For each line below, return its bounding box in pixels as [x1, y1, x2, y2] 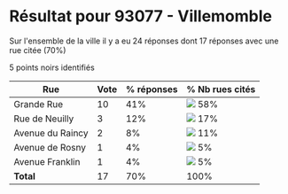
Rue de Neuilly [13, 113, 74, 125]
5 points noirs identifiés [9, 62, 95, 73]
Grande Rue [13, 97, 64, 110]
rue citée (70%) [9, 44, 66, 55]
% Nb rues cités [185, 82, 256, 95]
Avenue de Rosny [13, 141, 87, 153]
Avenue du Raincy [13, 127, 89, 139]
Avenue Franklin [13, 155, 81, 167]
